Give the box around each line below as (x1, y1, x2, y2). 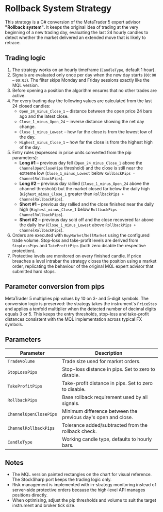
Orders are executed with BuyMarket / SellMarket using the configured (12, 232, 149, 238)
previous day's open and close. (62, 414, 133, 421)
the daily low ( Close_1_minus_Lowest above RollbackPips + (19, 222, 136, 228)
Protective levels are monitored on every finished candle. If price (12, 253, 142, 258)
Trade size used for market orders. (62, 358, 141, 365)
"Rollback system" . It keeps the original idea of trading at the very (5, 24, 139, 30)
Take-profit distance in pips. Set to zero (62, 380, 153, 387)
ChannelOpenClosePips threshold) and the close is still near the (19, 165, 143, 171)
